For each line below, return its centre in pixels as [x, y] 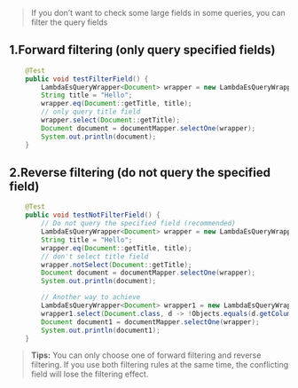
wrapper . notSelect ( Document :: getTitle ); [117, 265]
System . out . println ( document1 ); [101, 330]
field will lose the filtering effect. [90, 374]
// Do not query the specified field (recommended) [139, 224]
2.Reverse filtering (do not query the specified [140, 172]
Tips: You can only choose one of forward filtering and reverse [146, 355]
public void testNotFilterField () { [93, 215]
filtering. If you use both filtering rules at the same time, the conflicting [160, 365]
